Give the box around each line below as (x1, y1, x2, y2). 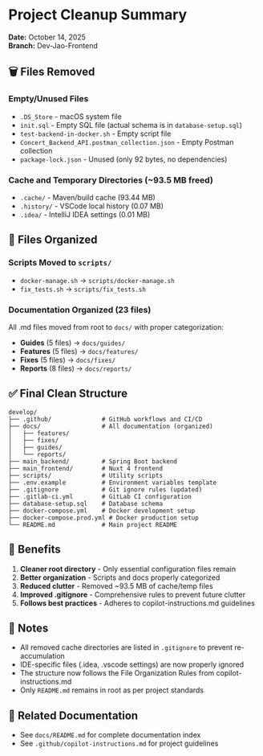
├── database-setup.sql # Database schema (8, 499, 163, 507)
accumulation (19, 651, 66, 661)
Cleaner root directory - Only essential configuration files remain (19, 564, 237, 573)
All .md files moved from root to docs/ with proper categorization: (8, 322, 225, 331)
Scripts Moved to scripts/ (8, 257, 112, 269)
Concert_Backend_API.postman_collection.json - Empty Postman (19, 137, 234, 146)
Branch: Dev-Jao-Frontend (8, 40, 98, 50)
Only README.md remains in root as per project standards (19, 685, 204, 695)
